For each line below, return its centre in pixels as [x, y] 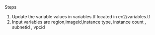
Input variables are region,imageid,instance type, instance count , [79, 22]
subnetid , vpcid [28, 27]
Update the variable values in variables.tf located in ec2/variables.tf [81, 17]
